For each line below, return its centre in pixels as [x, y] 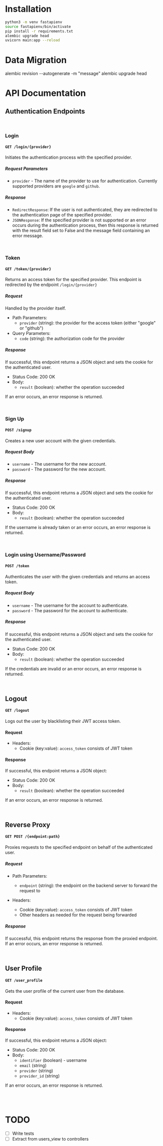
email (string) [33, 1066]
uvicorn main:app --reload [33, 40]
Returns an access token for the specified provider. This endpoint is [73, 280]
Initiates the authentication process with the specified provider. [69, 157]
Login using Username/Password [46, 555]
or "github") [31, 328]
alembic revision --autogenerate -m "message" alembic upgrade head [76, 73]
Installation [28, 9]
